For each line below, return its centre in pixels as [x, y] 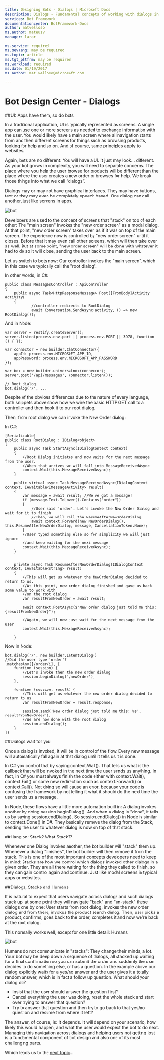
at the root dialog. [23, 922]
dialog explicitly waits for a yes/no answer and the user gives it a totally [77, 972]
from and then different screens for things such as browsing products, [76, 140]
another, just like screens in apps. [39, 201]
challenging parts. [23, 1043]
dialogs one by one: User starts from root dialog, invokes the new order [77, 907]
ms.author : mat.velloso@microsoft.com [45, 73]
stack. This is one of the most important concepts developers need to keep [81, 857]
